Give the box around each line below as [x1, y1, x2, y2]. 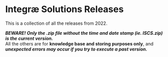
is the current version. [5, 35, 53, 41]
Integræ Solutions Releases [5, 4, 124, 15]
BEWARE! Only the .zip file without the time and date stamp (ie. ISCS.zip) [5, 30, 163, 36]
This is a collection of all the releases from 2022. [5, 20, 108, 26]
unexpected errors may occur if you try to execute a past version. [5, 46, 148, 52]
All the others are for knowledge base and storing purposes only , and [5, 40, 154, 46]
